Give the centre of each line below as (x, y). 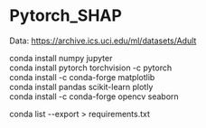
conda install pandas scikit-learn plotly (81, 87)
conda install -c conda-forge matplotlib (82, 77)
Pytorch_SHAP (66, 16)
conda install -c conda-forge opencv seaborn (94, 96)
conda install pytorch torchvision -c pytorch (91, 68)
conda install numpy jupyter (61, 58)
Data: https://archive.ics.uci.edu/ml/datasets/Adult (103, 41)
